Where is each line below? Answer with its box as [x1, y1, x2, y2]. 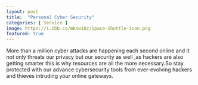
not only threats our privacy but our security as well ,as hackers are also [6, 53, 184, 61]
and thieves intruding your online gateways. [6, 73, 113, 80]
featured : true [6, 31, 44, 37]
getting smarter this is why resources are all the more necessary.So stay [6, 60, 184, 67]
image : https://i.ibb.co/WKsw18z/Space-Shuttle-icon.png [6, 25, 151, 32]
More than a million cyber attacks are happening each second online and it [6, 47, 190, 54]
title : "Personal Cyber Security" [6, 14, 95, 20]
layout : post [6, 8, 39, 15]
